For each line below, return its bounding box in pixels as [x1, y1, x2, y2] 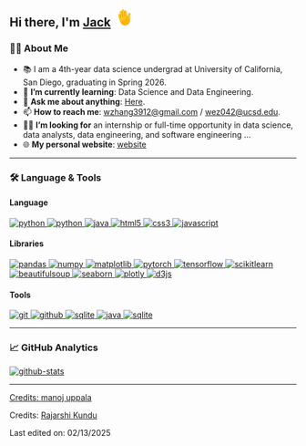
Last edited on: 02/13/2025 [9, 427, 111, 438]
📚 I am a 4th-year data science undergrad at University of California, [22, 63, 283, 74]
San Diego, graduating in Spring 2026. [22, 77, 167, 88]
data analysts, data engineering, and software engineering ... [22, 129, 251, 140]
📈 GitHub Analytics [9, 341, 98, 354]
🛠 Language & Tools [9, 171, 102, 183]
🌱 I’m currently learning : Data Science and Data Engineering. [22, 86, 254, 97]
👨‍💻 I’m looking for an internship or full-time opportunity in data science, [22, 119, 294, 130]
